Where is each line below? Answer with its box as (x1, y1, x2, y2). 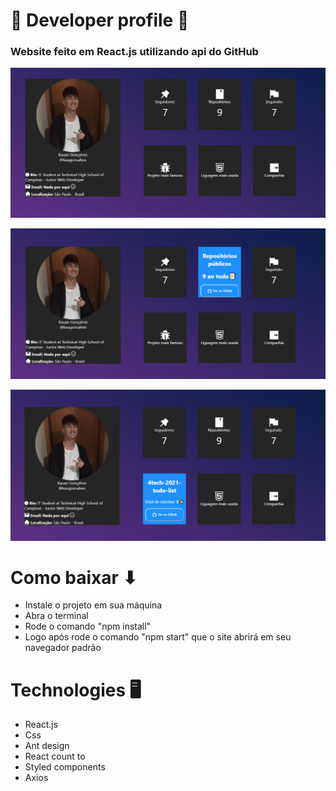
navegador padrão (24, 642, 102, 654)
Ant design (24, 740, 70, 752)
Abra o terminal (24, 610, 89, 622)
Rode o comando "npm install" (24, 620, 152, 633)
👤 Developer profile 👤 (10, 9, 190, 32)
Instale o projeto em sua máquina (24, 599, 163, 611)
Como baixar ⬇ (10, 566, 138, 589)
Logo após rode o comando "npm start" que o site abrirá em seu (24, 631, 292, 643)
